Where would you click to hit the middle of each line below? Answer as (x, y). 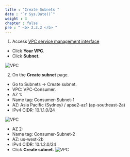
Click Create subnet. (33, 150)
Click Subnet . (26, 56)
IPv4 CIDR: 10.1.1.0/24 (33, 110)
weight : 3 (16, 18)
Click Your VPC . (28, 51)
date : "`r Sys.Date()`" (30, 14)
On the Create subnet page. (40, 75)
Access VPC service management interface (56, 41)
